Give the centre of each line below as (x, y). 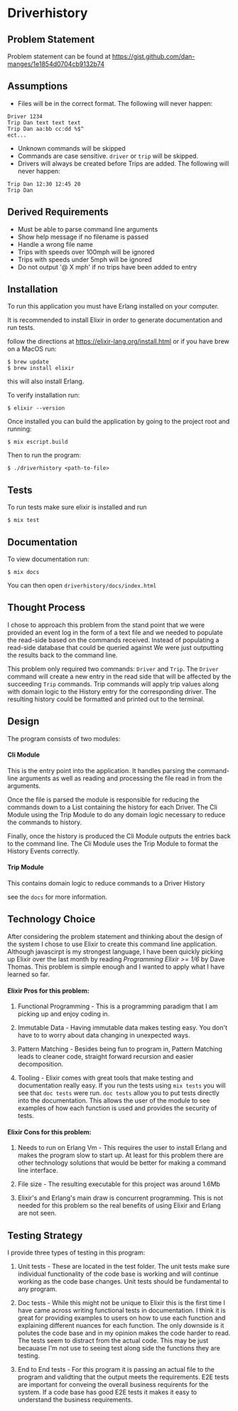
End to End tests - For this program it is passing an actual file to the (116, 1370)
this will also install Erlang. (46, 381)
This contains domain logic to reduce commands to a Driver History (106, 883)
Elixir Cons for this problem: (49, 1132)
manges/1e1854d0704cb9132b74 (56, 64)
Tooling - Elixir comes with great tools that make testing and (106, 1078)
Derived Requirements (58, 212)
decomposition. (40, 1064)
